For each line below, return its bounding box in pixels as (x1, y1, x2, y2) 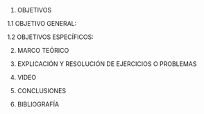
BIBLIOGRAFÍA (17, 100, 60, 108)
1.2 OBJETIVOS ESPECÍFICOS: (7, 33, 94, 41)
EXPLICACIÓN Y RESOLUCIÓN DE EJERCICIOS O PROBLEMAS (17, 60, 197, 68)
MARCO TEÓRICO (17, 47, 69, 54)
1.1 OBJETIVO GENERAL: (7, 19, 77, 27)
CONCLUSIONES (17, 87, 67, 95)
